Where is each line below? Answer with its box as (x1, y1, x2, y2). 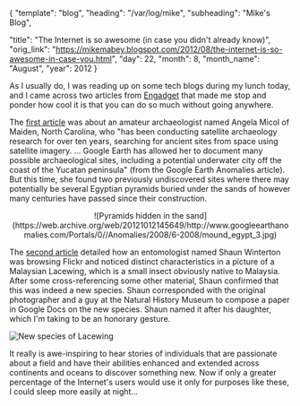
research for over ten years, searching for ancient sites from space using (9, 136, 279, 146)
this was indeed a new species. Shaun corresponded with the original (9, 285, 266, 295)
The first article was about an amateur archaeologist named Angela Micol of (9, 117, 289, 127)
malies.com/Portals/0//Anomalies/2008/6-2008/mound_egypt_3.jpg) (23, 229, 278, 240)
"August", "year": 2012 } (9, 63, 99, 73)
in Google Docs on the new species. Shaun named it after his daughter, (9, 304, 271, 315)
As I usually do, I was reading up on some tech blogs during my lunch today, (9, 81, 291, 91)
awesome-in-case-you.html (9, 54, 112, 64)
